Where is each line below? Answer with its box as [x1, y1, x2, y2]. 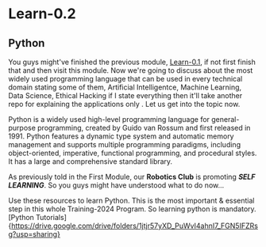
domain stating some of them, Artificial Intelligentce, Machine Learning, [8, 82, 242, 92]
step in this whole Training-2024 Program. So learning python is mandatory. [8, 204, 256, 214]
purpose [8, 123, 36, 132]
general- [211, 115, 240, 123]
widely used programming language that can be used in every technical [8, 74, 243, 83]
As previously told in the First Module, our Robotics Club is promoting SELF [8, 172, 256, 181]
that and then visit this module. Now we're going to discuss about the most [8, 66, 253, 75]
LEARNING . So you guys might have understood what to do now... [8, 180, 225, 190]
